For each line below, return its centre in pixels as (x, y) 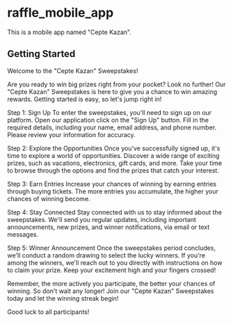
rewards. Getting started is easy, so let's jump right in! (85, 99)
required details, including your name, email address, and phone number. (112, 127)
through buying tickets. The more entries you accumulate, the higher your (113, 191)
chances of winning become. (49, 198)
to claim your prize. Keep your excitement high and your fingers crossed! (112, 270)
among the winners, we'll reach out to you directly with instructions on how (115, 262)
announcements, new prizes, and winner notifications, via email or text (109, 227)
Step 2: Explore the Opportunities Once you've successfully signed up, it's (114, 148)
